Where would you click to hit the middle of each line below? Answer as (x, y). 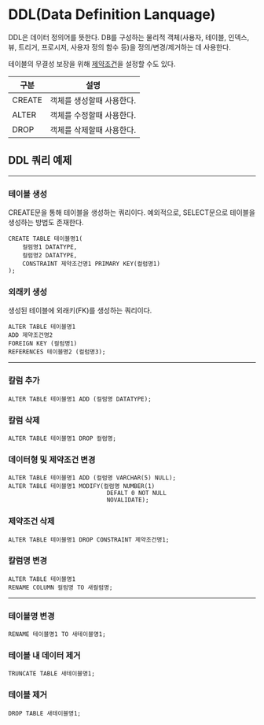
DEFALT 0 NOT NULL (137, 494)
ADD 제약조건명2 (31, 335)
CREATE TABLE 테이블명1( (46, 239)
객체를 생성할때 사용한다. (93, 100)
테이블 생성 (28, 194)
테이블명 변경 (31, 616)
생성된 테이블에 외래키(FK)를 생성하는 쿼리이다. (80, 311)
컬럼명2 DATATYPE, (50, 256)
